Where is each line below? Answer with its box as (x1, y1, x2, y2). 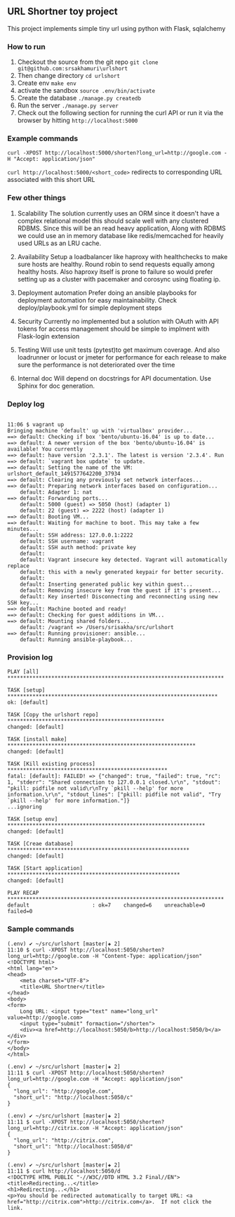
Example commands (7, 133, 79, 143)
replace (7, 563, 30, 570)
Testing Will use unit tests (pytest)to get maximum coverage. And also (17, 346, 220, 354)
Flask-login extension (17, 331, 80, 340)
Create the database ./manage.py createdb (17, 94, 142, 103)
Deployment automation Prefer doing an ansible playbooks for (17, 288, 197, 297)
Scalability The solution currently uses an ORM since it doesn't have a (17, 209, 220, 217)
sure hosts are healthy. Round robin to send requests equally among (17, 260, 215, 268)
